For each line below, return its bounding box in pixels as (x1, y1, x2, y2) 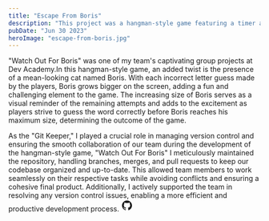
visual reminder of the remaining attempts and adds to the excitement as (8, 98, 247, 108)
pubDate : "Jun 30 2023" (8, 26, 88, 34)
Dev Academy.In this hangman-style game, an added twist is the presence (8, 65, 255, 74)
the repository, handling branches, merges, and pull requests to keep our (8, 157, 249, 167)
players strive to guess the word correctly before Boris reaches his (8, 107, 228, 117)
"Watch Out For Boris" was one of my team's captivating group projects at (8, 56, 253, 66)
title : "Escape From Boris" (8, 11, 102, 20)
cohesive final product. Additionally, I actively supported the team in (8, 182, 233, 192)
